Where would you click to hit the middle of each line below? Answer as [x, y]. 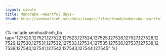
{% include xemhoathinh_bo [34, 33]
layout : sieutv [21, 10]
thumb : [12, 19]
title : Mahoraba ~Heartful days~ [40, 14]
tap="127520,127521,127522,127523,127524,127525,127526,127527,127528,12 [82, 38]
